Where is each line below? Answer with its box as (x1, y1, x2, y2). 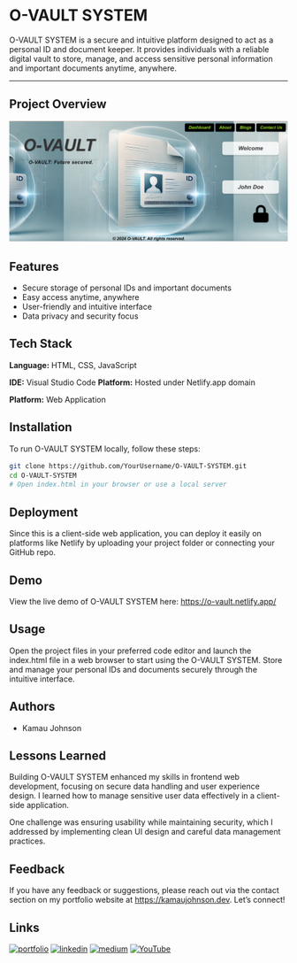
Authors (9, 699, 56, 714)
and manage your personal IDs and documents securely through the (9, 664, 258, 674)
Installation (9, 420, 72, 435)
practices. (9, 836, 46, 846)
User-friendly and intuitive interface (21, 302, 153, 312)
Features (9, 258, 59, 274)
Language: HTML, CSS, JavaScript (9, 359, 137, 370)
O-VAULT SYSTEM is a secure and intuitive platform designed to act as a (9, 35, 274, 45)
